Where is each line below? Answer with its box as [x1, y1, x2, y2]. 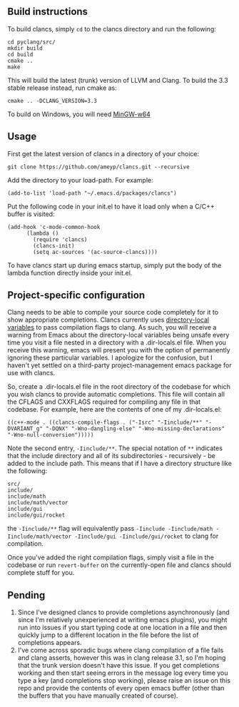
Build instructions [7, 6, 88, 18]
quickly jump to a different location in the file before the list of [17, 631, 199, 639]
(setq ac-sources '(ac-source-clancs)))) [33, 248, 158, 255]
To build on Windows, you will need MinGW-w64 [7, 110, 151, 118]
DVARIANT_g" [7, 425, 43, 432]
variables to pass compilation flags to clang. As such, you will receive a [7, 323, 217, 332]
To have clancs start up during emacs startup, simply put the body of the [7, 260, 222, 270]
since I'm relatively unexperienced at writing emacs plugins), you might [17, 616, 228, 624]
